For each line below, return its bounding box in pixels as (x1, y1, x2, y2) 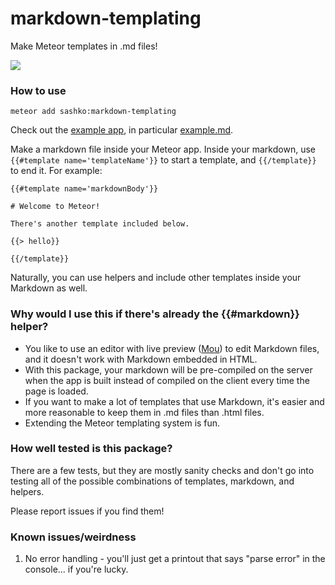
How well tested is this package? (10, 442, 173, 456)
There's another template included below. (10, 219, 190, 229)
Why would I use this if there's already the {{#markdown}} (10, 307, 300, 321)
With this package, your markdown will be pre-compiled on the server (24, 363, 313, 376)
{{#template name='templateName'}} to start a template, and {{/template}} (10, 154, 317, 166)
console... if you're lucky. (24, 563, 129, 576)
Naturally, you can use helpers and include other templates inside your (10, 272, 302, 284)
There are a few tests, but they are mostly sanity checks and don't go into (10, 464, 315, 476)
